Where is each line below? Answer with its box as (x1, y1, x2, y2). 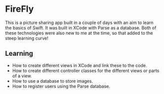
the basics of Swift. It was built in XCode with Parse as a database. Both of (5, 24, 157, 30)
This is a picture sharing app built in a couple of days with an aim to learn (5, 20, 154, 25)
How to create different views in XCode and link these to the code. (12, 62, 147, 68)
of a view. (12, 72, 32, 79)
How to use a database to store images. (12, 78, 93, 84)
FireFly (5, 3, 34, 15)
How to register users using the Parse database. (12, 83, 110, 89)
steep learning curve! (5, 35, 48, 41)
